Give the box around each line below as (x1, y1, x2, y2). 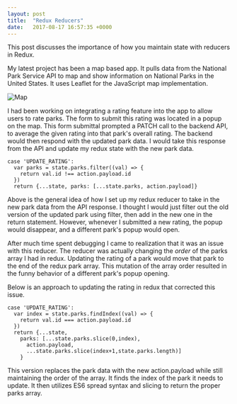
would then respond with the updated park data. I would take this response (7, 137, 226, 145)
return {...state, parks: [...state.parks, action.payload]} (13, 183, 198, 190)
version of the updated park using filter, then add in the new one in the (7, 211, 213, 219)
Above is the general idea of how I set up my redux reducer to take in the (7, 196, 220, 204)
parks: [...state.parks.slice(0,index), (20, 335, 141, 342)
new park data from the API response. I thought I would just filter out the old (7, 203, 229, 211)
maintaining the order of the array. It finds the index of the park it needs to (7, 374, 224, 383)
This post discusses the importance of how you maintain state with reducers (7, 43, 231, 52)
